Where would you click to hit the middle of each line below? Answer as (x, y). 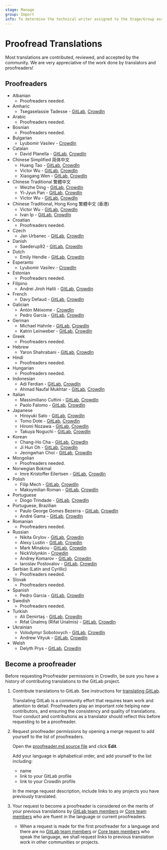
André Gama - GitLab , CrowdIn (51, 516)
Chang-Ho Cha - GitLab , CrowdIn (54, 442)
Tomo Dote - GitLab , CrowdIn (50, 421)
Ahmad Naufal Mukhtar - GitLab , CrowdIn (62, 389)
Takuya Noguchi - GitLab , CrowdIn (55, 431)
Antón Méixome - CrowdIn (47, 310)
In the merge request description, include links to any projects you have (85, 791)
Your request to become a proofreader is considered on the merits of (83, 806)
